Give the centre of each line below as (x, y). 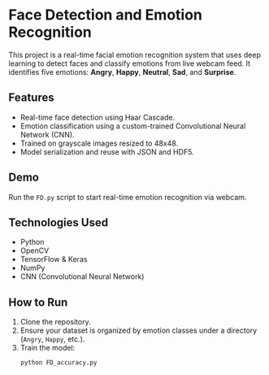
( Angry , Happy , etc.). (52, 339)
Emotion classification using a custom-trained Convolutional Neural (133, 126)
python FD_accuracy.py (59, 363)
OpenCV (35, 251)
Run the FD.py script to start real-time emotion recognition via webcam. (128, 197)
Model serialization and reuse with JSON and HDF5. (107, 151)
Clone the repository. (55, 322)
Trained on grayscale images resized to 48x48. (99, 143)
